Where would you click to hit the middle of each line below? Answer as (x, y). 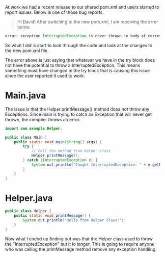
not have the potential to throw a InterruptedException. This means (73, 65)
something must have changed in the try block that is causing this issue (78, 70)
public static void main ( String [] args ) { (58, 142)
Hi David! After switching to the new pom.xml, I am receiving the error (88, 22)
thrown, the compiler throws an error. (43, 119)
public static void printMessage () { (53, 216)
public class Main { (26, 137)
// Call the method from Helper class (71, 151)
